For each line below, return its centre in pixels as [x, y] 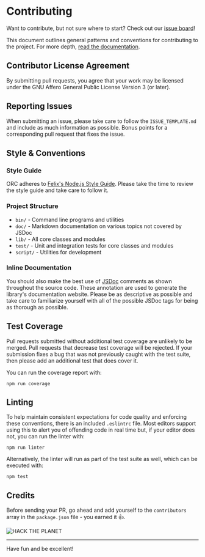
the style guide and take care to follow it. [57, 190]
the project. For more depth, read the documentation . [73, 46]
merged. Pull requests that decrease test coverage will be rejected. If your [99, 347]
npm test [17, 477]
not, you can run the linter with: [45, 437]
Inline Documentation [39, 268]
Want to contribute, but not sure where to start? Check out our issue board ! [101, 28]
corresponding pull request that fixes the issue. [66, 134]
